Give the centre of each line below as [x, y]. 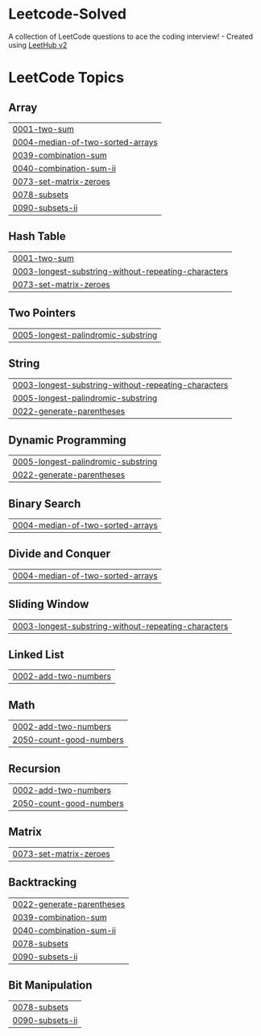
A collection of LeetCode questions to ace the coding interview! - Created [131, 36]
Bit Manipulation [50, 986]
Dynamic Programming [67, 440]
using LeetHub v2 [38, 44]
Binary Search [45, 503]
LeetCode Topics [66, 78]
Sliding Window [49, 604]
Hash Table [37, 236]
